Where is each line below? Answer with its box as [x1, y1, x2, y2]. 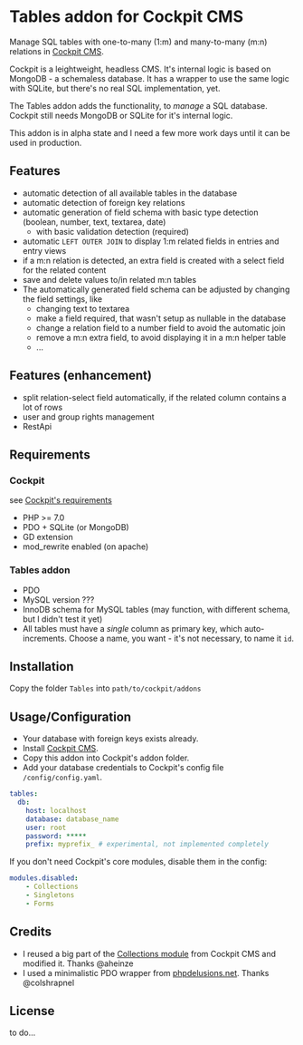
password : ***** [25, 831, 88, 840]
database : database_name [25, 814, 119, 824]
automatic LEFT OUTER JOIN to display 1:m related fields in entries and [22, 236, 279, 247]
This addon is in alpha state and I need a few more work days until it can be [9, 127, 291, 138]
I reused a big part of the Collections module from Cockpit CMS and [22, 948, 277, 959]
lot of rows [22, 402, 63, 412]
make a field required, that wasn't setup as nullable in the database [35, 313, 287, 324]
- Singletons [25, 891, 75, 900]
